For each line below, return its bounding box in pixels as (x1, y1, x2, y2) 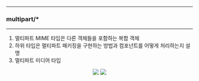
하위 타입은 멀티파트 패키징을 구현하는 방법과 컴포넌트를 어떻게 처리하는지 (14, 42, 185, 49)
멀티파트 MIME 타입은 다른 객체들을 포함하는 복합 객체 (14, 35, 140, 42)
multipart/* (6, 15, 40, 23)
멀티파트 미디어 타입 (14, 57, 61, 64)
